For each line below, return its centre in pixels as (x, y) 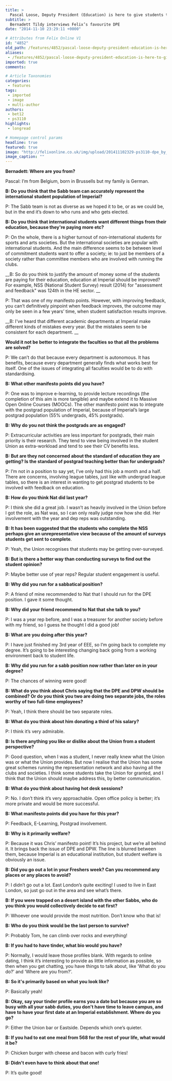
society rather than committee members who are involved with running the (84, 259)
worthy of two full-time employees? (44, 702)
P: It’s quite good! (24, 1073)
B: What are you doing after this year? (46, 635)
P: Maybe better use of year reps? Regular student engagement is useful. (82, 574)
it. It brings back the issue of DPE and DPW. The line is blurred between (81, 849)
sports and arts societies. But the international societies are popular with (82, 243)
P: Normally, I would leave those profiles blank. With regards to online (79, 956)
